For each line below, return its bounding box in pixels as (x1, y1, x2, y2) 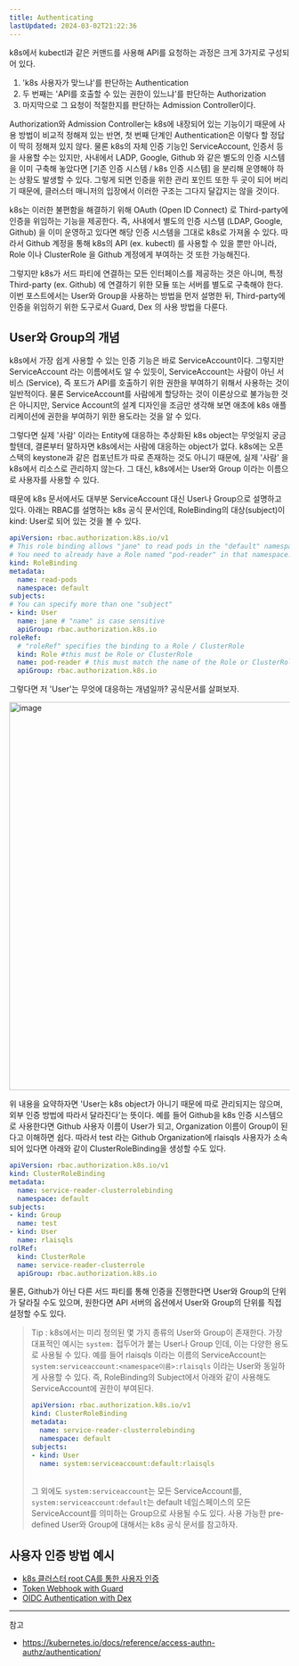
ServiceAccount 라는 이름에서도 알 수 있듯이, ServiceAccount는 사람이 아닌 (9, 367, 275, 377)
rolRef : (9, 1244, 38, 1253)
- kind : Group (9, 1211, 62, 1220)
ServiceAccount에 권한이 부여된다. (30, 1383, 154, 1394)
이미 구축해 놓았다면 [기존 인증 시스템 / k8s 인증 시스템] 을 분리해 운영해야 (18, 162, 275, 174)
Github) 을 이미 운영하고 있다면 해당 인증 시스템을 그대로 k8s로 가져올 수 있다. (9, 227, 279, 237)
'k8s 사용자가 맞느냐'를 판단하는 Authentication (21, 77, 190, 87)
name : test (17, 1219, 58, 1228)
